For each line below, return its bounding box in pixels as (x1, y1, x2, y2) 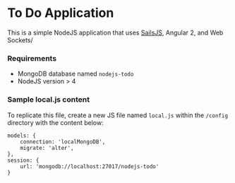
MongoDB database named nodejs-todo (17, 69, 134, 78)
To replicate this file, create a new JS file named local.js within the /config (7, 111, 228, 119)
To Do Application (7, 5, 114, 21)
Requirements (7, 53, 57, 63)
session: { (7, 157, 40, 164)
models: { (7, 132, 37, 139)
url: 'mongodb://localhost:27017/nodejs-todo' (20, 163, 159, 170)
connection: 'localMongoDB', (20, 138, 106, 146)
